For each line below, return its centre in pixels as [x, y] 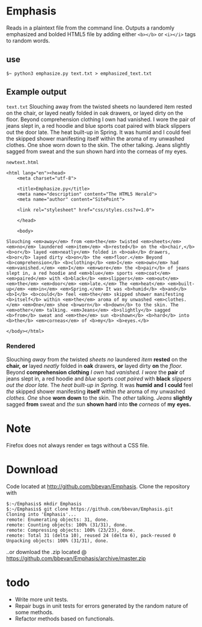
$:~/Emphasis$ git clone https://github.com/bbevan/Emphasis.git [90, 509]
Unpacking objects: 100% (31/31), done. [58, 541]
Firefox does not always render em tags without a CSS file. [78, 445]
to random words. [28, 40]
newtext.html [23, 162]
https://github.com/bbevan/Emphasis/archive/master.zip [76, 558]
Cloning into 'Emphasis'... [41, 514]
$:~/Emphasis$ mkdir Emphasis [44, 504]
